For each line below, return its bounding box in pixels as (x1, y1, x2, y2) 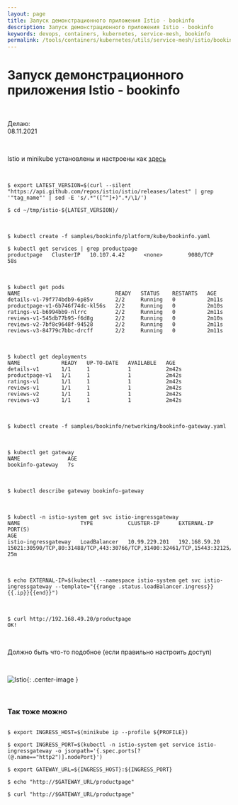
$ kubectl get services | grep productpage (7, 245, 138, 252)
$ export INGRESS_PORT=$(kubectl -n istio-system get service (7, 741, 195, 748)
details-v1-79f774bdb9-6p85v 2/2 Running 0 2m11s (7, 296, 223, 303)
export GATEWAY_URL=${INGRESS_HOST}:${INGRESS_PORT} (13, 766, 173, 773)
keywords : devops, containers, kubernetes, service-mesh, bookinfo (7, 30, 211, 38)
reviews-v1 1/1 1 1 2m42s (7, 384, 182, 392)
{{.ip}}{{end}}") (7, 590, 59, 597)
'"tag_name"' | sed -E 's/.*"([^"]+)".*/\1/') (7, 194, 147, 202)
